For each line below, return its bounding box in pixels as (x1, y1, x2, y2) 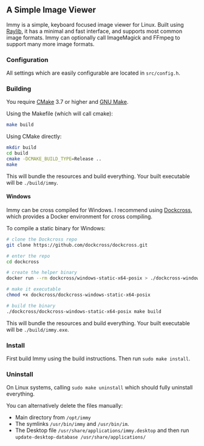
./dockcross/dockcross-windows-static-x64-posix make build (6, 308, 162, 315)
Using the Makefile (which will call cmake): (6, 110, 114, 117)
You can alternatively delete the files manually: (6, 402, 123, 410)
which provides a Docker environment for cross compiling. (6, 213, 153, 220)
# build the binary (6, 303, 56, 309)
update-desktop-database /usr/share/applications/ (15, 434, 146, 441)
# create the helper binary (6, 270, 78, 276)
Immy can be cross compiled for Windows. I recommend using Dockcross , (6, 206, 192, 213)
